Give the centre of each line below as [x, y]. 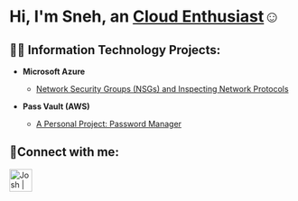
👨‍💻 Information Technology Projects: [115, 50]
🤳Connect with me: [64, 152]
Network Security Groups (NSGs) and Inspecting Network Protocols [162, 89]
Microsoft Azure [54, 71]
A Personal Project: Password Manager [109, 124]
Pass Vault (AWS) [56, 106]
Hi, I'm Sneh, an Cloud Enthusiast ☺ [145, 17]
